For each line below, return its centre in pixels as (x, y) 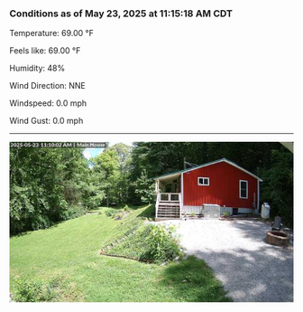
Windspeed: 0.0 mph (48, 103)
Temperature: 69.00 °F (52, 33)
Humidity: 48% (37, 68)
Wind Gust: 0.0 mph (46, 121)
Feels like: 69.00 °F (45, 51)
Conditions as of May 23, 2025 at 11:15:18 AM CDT (121, 14)
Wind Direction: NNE (47, 86)
